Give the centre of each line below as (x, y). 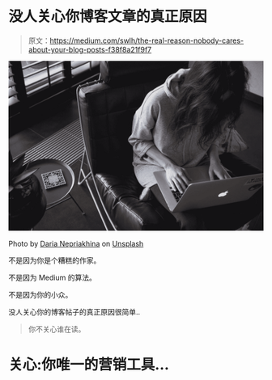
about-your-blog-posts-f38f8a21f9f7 (90, 49)
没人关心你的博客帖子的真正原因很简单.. (74, 311)
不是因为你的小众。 (40, 294)
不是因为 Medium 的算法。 (53, 277)
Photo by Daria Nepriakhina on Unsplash (76, 243)
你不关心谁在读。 (57, 329)
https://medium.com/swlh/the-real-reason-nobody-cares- (147, 40)
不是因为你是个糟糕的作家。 (55, 260)
